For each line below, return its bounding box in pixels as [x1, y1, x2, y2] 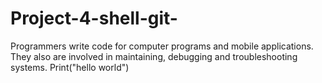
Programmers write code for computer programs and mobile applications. [10, 40, 314, 52]
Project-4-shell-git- [10, 7, 178, 30]
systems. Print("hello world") [10, 61, 130, 73]
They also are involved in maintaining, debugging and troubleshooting [10, 50, 298, 62]
